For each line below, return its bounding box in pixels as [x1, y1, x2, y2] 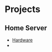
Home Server [5, 24, 47, 32]
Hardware [12, 37, 33, 43]
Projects [5, 4, 41, 15]
